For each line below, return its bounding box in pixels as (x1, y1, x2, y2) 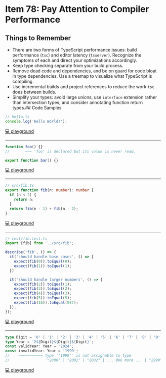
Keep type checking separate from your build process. (12, 63, 124, 68)
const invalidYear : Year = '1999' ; (5, 348, 79, 354)
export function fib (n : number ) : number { (5, 188, 94, 193)
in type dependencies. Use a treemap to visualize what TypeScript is (12, 73, 152, 79)
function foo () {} (5, 144, 43, 149)
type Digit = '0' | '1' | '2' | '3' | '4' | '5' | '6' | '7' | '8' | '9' (5, 334, 161, 340)
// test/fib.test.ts (5, 236, 48, 241)
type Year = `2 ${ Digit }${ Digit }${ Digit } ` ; (5, 339, 94, 344)
